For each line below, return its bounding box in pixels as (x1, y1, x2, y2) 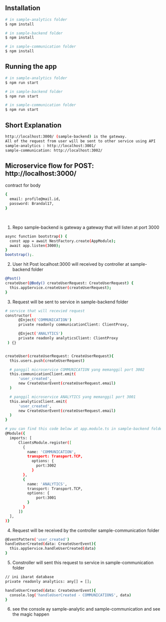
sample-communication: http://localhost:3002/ (5, 148, 103, 153)
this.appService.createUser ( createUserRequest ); (9, 285, 112, 290)
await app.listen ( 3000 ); (9, 243, 61, 248)
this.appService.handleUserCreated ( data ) (9, 546, 96, 551)
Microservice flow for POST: (5, 161, 94, 170)
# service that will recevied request (5, 308, 85, 313)
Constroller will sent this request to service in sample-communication (12, 560, 154, 566)
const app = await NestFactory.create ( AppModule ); (9, 239, 116, 243)
